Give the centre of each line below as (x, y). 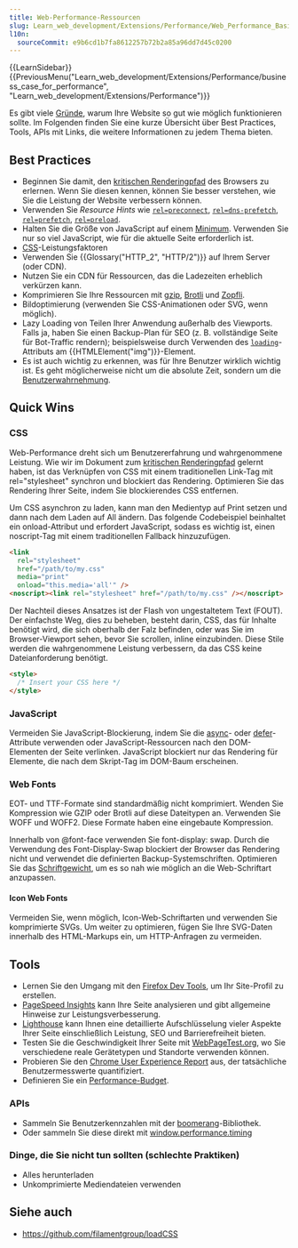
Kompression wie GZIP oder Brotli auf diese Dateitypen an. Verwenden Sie (145, 813)
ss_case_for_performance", (59, 86)
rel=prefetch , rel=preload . (71, 220)
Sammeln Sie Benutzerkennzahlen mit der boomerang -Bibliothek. (141, 1123)
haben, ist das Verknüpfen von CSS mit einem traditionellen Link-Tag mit (141, 471)
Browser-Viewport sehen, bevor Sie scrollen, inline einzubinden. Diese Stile (147, 639)
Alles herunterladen (58, 1174)
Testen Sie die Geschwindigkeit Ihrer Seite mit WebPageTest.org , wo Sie (154, 1043)
